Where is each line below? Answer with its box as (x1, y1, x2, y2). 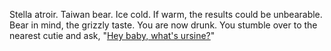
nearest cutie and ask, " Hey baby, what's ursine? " (9, 30, 216, 41)
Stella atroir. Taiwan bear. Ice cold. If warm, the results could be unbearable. (9, 9, 323, 20)
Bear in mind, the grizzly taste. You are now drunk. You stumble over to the (9, 19, 318, 31)
